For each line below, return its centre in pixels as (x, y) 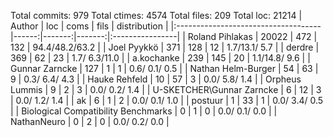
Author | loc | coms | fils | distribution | (89, 26)
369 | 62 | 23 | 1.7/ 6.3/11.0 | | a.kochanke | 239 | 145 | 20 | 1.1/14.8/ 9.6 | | (160, 58)
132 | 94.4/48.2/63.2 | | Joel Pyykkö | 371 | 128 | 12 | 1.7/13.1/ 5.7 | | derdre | (165, 47)
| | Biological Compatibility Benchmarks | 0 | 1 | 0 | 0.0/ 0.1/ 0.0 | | (144, 111)
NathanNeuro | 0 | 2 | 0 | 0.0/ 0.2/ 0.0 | (90, 121)
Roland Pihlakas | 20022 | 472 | (252, 36)
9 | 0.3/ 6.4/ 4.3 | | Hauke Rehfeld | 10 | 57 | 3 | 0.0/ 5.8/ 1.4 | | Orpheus (156, 79)
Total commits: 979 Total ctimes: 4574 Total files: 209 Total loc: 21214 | (156, 15)
